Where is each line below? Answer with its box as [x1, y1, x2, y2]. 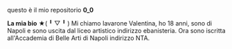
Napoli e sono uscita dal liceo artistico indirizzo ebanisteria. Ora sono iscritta [7, 27, 226, 35]
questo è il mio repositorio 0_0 [7, 6, 94, 14]
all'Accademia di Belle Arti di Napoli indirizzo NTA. [7, 34, 150, 42]
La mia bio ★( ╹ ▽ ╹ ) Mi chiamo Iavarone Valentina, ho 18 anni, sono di [7, 19, 213, 27]
